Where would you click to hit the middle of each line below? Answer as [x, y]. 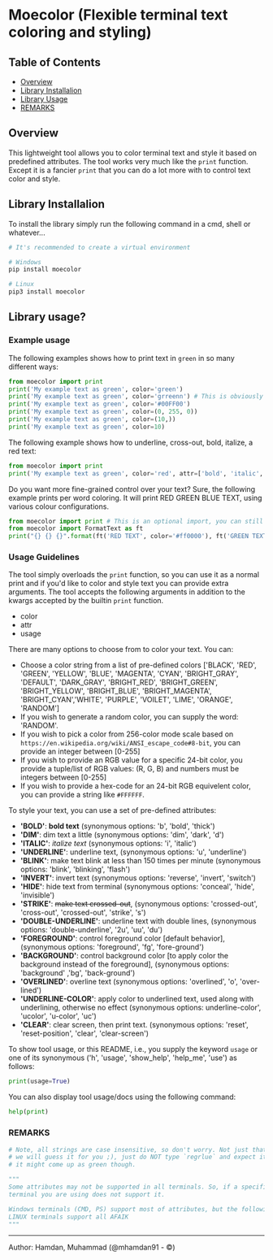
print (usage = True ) [39, 1082]
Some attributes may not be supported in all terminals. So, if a [123, 1187]
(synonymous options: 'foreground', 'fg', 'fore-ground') [112, 947]
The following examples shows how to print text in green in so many [122, 358]
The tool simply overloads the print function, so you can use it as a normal [134, 575]
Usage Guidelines [44, 557]
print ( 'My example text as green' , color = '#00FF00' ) [100, 404]
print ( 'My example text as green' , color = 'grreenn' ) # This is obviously [136, 397]
